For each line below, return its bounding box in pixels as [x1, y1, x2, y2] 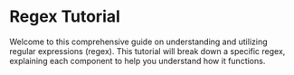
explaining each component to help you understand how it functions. [9, 55, 266, 66]
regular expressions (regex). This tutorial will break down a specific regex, [9, 45, 286, 56]
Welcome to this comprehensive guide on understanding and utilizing [9, 36, 269, 47]
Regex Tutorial [9, 6, 120, 27]
